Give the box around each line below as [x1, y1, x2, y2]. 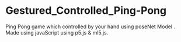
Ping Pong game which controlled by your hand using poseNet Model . [5, 23, 176, 30]
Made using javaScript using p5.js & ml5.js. [5, 29, 109, 36]
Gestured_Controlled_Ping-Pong [5, 4, 167, 17]
